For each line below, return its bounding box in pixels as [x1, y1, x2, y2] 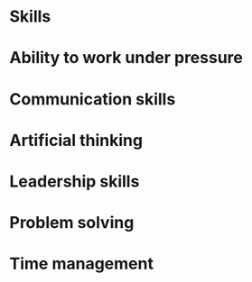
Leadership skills [9, 171, 140, 191]
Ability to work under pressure [9, 48, 244, 68]
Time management [9, 254, 154, 274]
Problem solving [9, 213, 135, 233]
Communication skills [9, 88, 176, 109]
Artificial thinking [9, 130, 143, 150]
